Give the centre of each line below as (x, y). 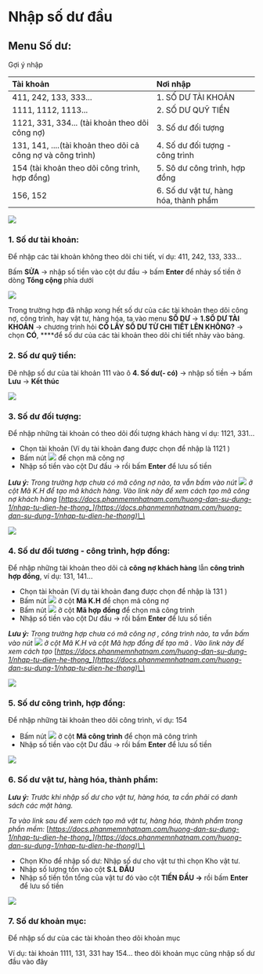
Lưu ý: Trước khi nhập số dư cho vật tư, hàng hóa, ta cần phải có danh (123, 796)
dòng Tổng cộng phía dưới (51, 280)
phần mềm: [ (29, 829)
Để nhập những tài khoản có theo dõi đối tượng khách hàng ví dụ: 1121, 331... (131, 433)
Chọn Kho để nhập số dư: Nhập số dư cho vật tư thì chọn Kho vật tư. (130, 861)
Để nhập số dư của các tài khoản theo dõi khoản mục (94, 938)
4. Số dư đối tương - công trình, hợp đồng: (89, 551)
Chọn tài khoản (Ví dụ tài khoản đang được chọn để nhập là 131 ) (123, 591)
